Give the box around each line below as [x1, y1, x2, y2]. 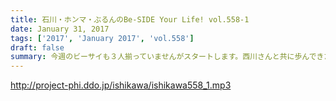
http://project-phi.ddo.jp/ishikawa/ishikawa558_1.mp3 [10, 79, 232, 91]
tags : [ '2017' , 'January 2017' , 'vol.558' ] [10, 33, 195, 43]
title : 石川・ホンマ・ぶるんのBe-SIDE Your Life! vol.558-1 [10, 14, 250, 25]
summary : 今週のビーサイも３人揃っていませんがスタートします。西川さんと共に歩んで [10, 52, 317, 62]
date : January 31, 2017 [10, 24, 110, 34]
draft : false [10, 42, 65, 53]
